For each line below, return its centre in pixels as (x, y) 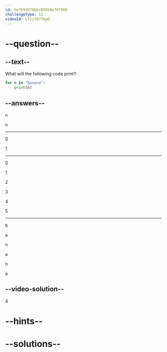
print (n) (23, 88)
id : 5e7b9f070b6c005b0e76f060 (37, 10)
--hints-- (24, 321)
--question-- (32, 44)
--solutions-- (33, 344)
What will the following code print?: (41, 74)
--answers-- (25, 103)
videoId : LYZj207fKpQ (28, 19)
